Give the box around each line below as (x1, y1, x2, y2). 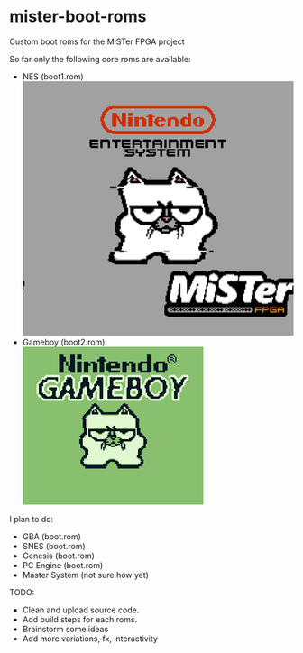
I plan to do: (9, 513, 54, 524)
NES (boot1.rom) (22, 70, 84, 82)
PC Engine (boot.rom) (22, 559, 104, 570)
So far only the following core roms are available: (9, 53, 191, 64)
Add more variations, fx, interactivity (22, 633, 158, 644)
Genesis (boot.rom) (22, 550, 95, 561)
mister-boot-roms (9, 6, 147, 27)
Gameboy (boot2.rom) (22, 336, 106, 347)
